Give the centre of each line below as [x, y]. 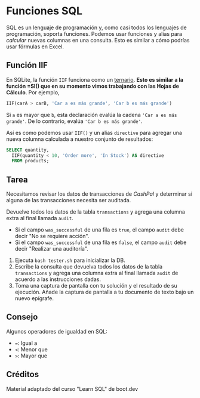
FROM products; [30, 161]
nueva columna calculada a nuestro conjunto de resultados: [80, 139]
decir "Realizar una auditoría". [51, 249]
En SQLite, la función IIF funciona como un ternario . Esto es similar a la [95, 79]
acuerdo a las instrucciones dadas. [58, 279]
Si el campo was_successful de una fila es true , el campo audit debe [99, 230]
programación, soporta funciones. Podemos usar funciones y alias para [94, 33]
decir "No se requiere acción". [52, 236]
